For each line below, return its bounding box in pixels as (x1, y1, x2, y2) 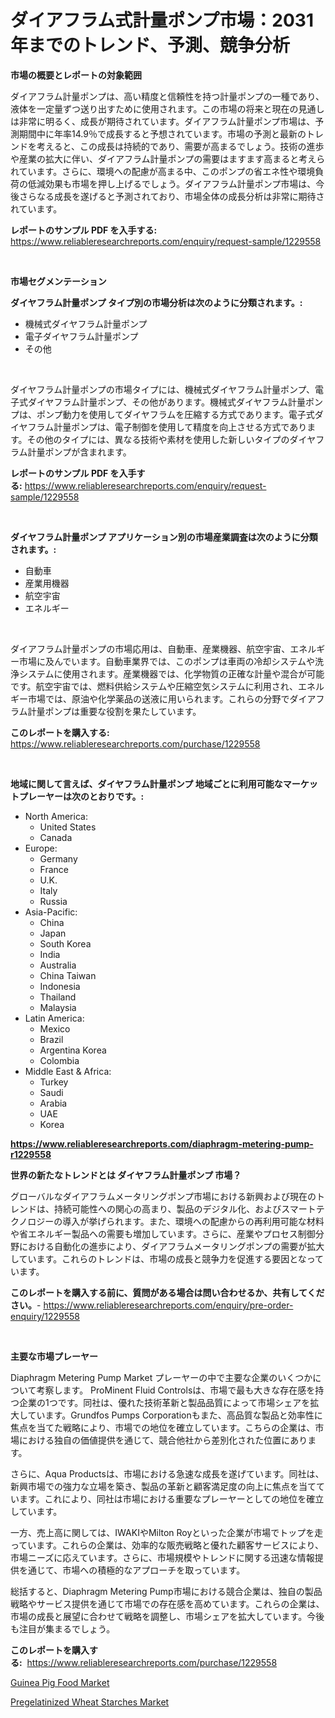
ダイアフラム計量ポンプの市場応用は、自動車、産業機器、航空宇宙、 (10, 642, 291, 655)
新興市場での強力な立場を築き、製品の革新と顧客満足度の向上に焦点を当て (10, 1480, 317, 1492)
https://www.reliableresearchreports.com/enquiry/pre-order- (43, 1299, 294, 1311)
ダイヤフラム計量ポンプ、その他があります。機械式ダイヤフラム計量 (27, 396, 307, 408)
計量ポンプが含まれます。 (27, 446, 132, 458)
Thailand (39, 991, 77, 1003)
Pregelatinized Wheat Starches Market (10, 1696, 170, 1708)
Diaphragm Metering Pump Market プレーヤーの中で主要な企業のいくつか (10, 1371, 313, 1383)
